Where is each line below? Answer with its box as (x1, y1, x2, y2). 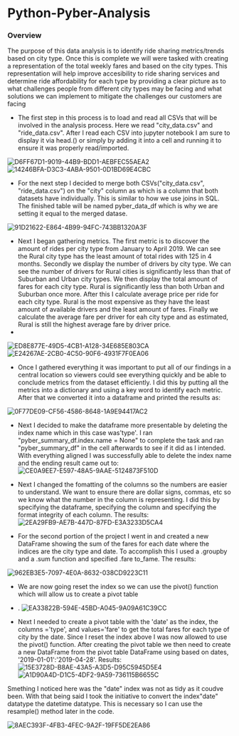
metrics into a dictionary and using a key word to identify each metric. (17, 386, 223, 394)
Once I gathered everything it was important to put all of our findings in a (17, 363, 231, 372)
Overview (7, 31, 42, 41)
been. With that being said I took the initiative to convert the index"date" (7, 692, 218, 700)
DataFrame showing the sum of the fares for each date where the (17, 540, 210, 548)
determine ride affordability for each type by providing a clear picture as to (7, 77, 226, 86)
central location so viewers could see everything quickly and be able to (17, 371, 227, 379)
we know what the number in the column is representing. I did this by (17, 496, 221, 504)
